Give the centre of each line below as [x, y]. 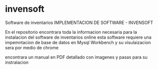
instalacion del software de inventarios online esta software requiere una [78, 37]
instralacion [17, 62]
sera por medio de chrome [32, 47]
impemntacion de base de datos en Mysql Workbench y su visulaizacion [78, 42]
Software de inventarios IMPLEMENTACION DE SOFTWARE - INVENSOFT [79, 23]
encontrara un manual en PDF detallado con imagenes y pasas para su [76, 57]
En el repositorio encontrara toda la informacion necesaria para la [71, 32]
